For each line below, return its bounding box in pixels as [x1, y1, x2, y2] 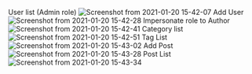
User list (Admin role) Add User [8, 8, 244, 17]
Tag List [141, 32, 167, 42]
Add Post [143, 41, 173, 50]
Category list [141, 24, 184, 33]
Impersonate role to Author [142, 16, 230, 25]
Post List [143, 50, 171, 58]
